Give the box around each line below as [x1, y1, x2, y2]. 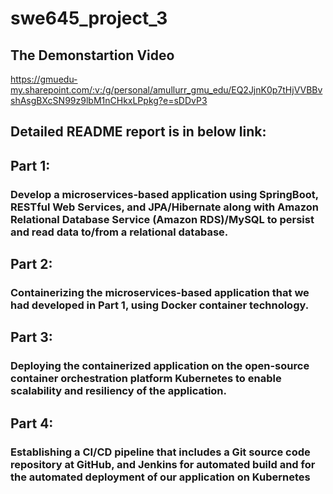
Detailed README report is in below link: [10, 123, 267, 141]
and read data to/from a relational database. [10, 225, 229, 239]
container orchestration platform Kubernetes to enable [10, 372, 282, 386]
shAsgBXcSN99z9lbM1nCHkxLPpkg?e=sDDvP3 [10, 95, 208, 106]
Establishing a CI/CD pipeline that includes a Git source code [10, 445, 311, 459]
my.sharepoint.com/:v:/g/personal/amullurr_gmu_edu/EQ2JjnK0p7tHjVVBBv [10, 84, 323, 96]
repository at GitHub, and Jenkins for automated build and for [10, 457, 316, 471]
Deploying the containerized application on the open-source [10, 359, 310, 373]
